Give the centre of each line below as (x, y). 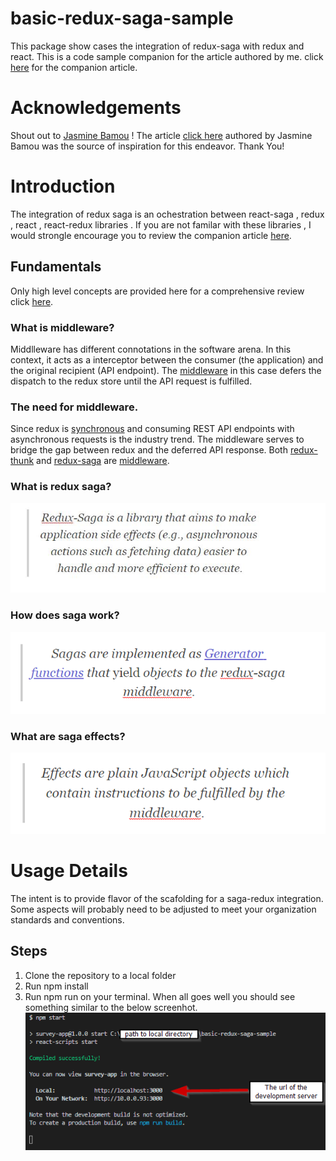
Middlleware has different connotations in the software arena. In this (151, 349)
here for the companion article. (74, 67)
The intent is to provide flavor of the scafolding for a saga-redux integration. (167, 898)
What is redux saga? (61, 487)
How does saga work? (65, 615)
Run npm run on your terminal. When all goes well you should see (160, 996)
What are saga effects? (68, 736)
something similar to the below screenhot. (111, 1007)
